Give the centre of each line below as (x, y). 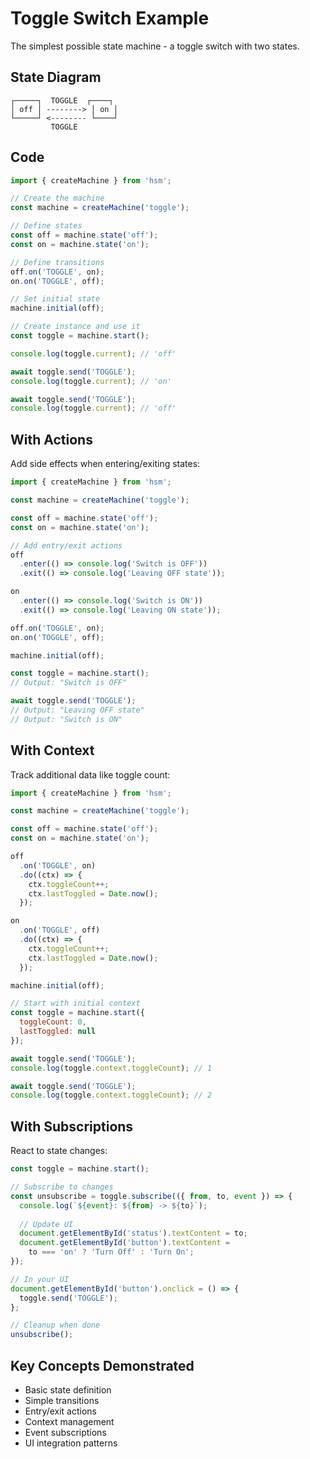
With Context (52, 750)
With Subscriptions (72, 1126)
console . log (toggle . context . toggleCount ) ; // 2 (111, 1095)
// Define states (46, 226)
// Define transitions (57, 262)
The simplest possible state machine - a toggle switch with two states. (155, 46)
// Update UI (46, 1224)
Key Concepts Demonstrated (102, 1365)
